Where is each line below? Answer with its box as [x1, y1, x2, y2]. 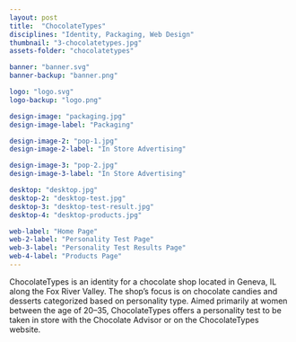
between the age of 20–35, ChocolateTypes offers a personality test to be [9, 304, 283, 315]
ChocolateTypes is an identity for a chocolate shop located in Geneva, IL [9, 276, 277, 287]
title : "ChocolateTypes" [9, 22, 106, 31]
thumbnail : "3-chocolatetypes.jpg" [9, 38, 143, 48]
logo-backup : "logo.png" [9, 95, 102, 104]
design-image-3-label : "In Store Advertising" [9, 170, 187, 179]
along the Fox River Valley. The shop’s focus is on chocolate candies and [9, 285, 278, 296]
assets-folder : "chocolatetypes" [9, 47, 135, 56]
